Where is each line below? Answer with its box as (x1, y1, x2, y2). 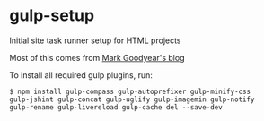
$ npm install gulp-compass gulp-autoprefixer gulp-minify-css (9, 87, 251, 96)
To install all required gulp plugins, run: (9, 69, 153, 81)
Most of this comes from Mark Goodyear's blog (9, 52, 185, 63)
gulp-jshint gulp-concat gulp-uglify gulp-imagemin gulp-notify (9, 95, 255, 104)
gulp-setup (9, 5, 95, 26)
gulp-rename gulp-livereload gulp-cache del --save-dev (9, 102, 223, 112)
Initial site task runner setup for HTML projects (9, 35, 181, 46)
